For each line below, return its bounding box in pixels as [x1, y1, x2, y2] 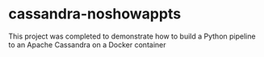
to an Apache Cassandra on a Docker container [8, 39, 166, 49]
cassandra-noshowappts [8, 5, 182, 23]
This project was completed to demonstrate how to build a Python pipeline [8, 31, 256, 41]
